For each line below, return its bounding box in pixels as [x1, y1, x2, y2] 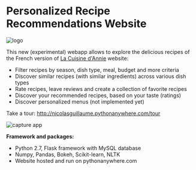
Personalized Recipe [6, 4, 111, 18]
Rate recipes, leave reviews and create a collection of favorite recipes [14, 85, 188, 92]
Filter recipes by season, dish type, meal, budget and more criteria [14, 66, 180, 73]
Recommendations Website [6, 17, 147, 31]
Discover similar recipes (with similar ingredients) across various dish [14, 72, 186, 80]
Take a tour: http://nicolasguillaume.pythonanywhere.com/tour [6, 110, 161, 117]
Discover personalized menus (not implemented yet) [14, 98, 145, 105]
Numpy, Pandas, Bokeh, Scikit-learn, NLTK [14, 151, 120, 158]
